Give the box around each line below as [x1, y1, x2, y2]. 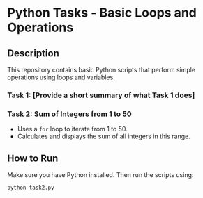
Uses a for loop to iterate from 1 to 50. [17, 125, 128, 133]
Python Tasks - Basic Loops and [7, 5, 197, 21]
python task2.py [7, 184, 54, 192]
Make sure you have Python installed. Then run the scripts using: [7, 171, 194, 179]
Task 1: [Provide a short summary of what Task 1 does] [7, 90, 195, 100]
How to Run [7, 152, 59, 164]
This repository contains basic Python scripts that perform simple [7, 66, 196, 74]
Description [7, 47, 59, 59]
